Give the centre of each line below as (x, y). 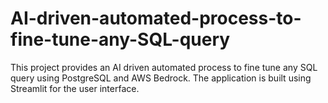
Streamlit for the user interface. (75, 88)
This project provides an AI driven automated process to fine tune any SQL (164, 67)
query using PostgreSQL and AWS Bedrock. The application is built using (161, 78)
